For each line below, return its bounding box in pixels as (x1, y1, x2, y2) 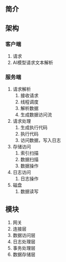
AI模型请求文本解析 (12, 59, 54, 65)
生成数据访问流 (20, 112, 52, 118)
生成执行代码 (20, 124, 48, 130)
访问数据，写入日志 (20, 137, 61, 143)
